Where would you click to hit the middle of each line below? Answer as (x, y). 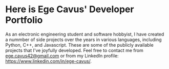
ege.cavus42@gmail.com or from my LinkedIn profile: (62, 56)
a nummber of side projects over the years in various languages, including (84, 40)
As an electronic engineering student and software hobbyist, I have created (85, 34)
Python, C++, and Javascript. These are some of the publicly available (79, 45)
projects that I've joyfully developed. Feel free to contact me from (74, 50)
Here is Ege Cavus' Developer (70, 9)
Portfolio (24, 20)
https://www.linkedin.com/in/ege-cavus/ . (49, 61)
